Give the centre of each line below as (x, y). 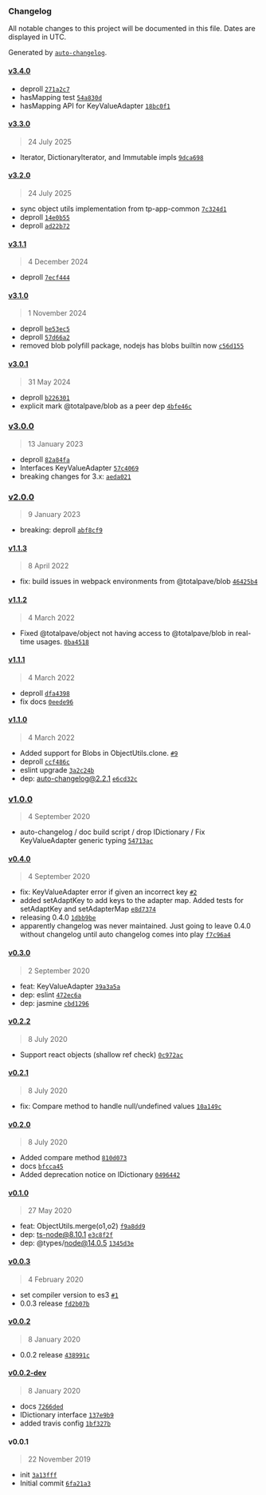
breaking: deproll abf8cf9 (61, 530)
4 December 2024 (58, 262)
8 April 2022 (48, 566)
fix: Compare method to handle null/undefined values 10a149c (121, 1106)
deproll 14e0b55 (45, 217)
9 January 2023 (54, 515)
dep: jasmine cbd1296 (54, 1003)
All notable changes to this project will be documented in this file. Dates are (132, 29)
